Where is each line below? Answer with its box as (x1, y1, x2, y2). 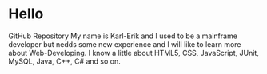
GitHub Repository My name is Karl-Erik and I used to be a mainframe (8, 31, 238, 41)
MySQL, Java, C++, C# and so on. (8, 56, 122, 66)
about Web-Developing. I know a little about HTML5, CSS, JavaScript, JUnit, (8, 48, 260, 57)
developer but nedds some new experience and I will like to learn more (8, 39, 241, 49)
